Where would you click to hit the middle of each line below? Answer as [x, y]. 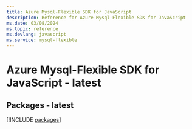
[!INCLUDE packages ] [34, 120]
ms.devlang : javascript [36, 35]
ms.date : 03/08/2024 [33, 23]
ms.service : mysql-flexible [42, 40]
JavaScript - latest [54, 83]
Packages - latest [40, 105]
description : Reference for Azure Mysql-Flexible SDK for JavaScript [96, 18]
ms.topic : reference [33, 29]
